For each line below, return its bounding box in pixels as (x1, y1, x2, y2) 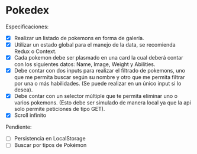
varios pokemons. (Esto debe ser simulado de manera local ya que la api (14, 99, 192, 106)
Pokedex (5, 4, 50, 17)
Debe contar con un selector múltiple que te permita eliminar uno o (14, 93, 178, 100)
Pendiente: (5, 123, 32, 130)
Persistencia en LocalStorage (14, 135, 86, 142)
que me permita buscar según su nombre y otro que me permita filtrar (14, 74, 185, 81)
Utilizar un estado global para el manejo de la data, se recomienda (14, 41, 176, 48)
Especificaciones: (5, 23, 49, 30)
